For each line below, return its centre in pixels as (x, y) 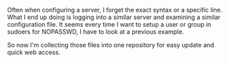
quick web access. (34, 52)
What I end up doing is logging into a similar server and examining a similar (114, 17)
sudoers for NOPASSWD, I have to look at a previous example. (96, 32)
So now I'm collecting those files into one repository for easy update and (111, 45)
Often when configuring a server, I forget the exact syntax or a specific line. (115, 10)
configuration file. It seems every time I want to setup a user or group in (109, 24)
